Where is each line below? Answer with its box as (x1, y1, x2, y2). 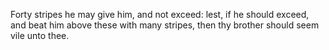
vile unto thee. (10, 30, 70, 41)
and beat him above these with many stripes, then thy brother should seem (10, 19, 320, 31)
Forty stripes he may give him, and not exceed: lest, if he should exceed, (10, 9, 310, 20)
